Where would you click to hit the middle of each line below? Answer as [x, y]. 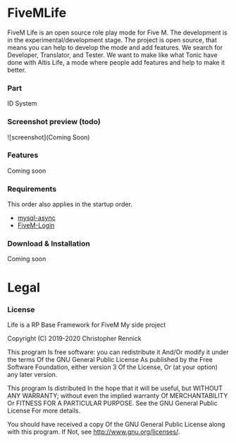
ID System [22, 104]
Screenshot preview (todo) [54, 122]
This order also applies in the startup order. [70, 204]
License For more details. [44, 411]
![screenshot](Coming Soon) [49, 137]
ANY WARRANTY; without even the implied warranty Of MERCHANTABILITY [118, 395]
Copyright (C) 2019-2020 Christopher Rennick [75, 338]
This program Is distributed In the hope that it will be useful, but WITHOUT [115, 388]
